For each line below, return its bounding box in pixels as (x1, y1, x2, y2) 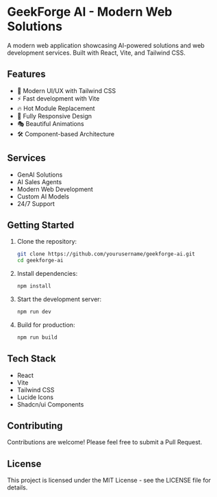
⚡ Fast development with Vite (16, 94, 100, 103)
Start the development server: (16, 295, 102, 303)
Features (7, 68, 46, 80)
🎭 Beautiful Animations (16, 119, 84, 127)
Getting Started (7, 219, 75, 231)
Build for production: (16, 320, 75, 329)
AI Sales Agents (16, 177, 62, 186)
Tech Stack (7, 353, 56, 365)
